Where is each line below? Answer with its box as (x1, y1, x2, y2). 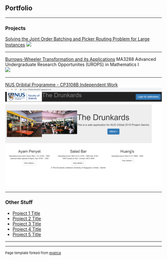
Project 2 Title (12, 215, 41, 221)
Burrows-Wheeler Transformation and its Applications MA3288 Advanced (5, 56, 157, 62)
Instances (5, 42, 25, 48)
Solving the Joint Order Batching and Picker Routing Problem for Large (5, 36, 150, 42)
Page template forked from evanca (5, 250, 61, 256)
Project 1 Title (12, 210, 41, 216)
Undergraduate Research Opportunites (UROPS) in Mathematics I (5, 62, 139, 68)
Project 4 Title (12, 226, 41, 232)
